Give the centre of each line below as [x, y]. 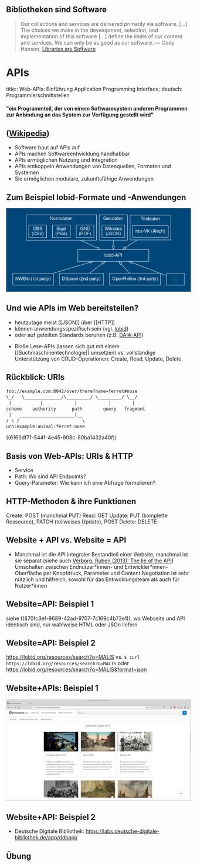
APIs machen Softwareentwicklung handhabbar [72, 154]
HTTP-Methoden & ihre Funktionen [71, 501]
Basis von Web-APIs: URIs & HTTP [70, 456]
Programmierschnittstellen [38, 95]
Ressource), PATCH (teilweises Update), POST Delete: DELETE [81, 522]
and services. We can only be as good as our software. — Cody [97, 42]
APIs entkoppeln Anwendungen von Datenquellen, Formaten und [93, 166]
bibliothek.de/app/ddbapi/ [46, 838]
